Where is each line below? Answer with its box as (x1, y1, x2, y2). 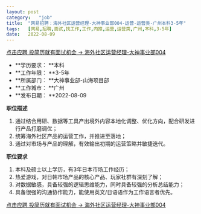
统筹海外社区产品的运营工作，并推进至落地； (14, 132, 127, 140)
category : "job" (6, 15, 53, 21)
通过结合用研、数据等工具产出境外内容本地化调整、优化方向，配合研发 (14, 117, 190, 125)
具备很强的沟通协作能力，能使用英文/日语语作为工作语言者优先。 (14, 189, 176, 196)
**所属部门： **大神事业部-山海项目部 (14, 77, 110, 84)
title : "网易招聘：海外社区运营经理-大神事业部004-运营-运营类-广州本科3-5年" (6, 20, 187, 26)
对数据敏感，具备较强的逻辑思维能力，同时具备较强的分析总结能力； (14, 181, 185, 188)
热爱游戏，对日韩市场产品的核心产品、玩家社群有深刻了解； (14, 173, 164, 181)
